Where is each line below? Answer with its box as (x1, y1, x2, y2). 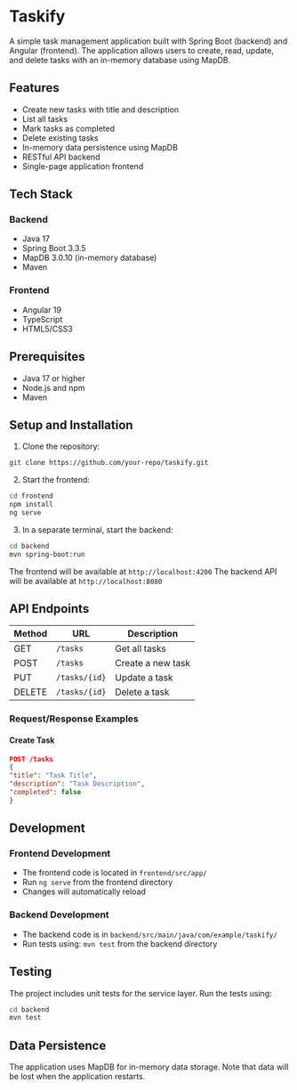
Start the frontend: (21, 475, 91, 485)
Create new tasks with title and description (21, 104, 180, 115)
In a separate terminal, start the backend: (21, 524, 173, 535)
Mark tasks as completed (21, 123, 116, 134)
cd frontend (9, 492, 53, 500)
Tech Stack (9, 187, 73, 202)
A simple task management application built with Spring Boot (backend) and (9, 36, 288, 46)
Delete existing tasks (21, 132, 100, 143)
